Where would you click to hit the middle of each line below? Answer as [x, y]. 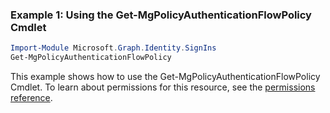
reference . [31, 98]
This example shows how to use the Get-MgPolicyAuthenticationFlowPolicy [165, 77]
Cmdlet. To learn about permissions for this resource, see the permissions [163, 87]
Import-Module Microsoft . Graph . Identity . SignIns [113, 48]
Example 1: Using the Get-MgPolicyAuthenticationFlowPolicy [161, 15]
